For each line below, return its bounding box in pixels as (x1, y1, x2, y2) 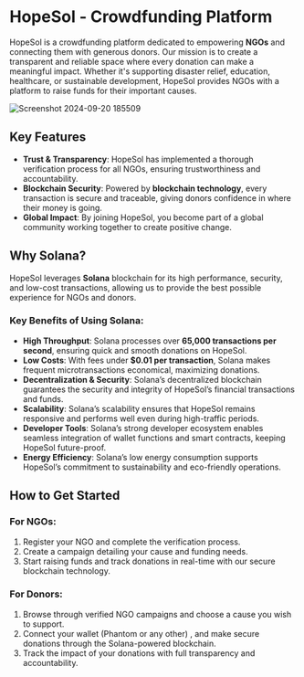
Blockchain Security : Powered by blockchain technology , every (22, 183, 267, 194)
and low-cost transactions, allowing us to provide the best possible (9, 281, 262, 293)
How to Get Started (9, 488, 121, 503)
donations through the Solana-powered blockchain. (22, 638, 216, 649)
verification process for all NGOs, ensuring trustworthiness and (22, 163, 261, 175)
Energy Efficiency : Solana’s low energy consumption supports (22, 451, 258, 462)
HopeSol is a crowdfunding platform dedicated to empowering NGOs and (9, 37, 286, 48)
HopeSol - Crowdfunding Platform (9, 6, 273, 27)
